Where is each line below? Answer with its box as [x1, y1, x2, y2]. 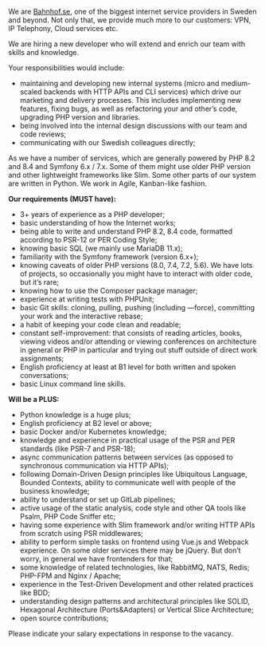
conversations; [19, 371, 69, 380]
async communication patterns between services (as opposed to [19, 452, 233, 462]
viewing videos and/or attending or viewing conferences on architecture [19, 337, 257, 346]
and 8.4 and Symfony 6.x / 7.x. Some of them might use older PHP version [8, 162, 251, 171]
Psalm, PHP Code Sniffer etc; [19, 512, 116, 521]
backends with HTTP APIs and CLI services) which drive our [43, 87, 241, 97]
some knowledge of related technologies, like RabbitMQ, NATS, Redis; [19, 562, 250, 572]
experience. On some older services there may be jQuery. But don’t [19, 546, 241, 555]
